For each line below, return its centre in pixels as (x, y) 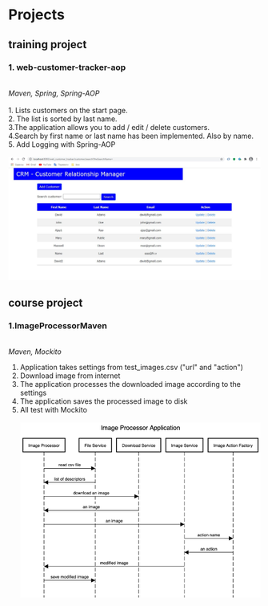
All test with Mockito (54, 410)
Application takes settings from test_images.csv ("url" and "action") (132, 368)
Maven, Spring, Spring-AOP (54, 93)
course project (46, 303)
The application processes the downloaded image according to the (130, 384)
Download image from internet (70, 376)
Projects (37, 15)
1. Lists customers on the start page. (68, 110)
